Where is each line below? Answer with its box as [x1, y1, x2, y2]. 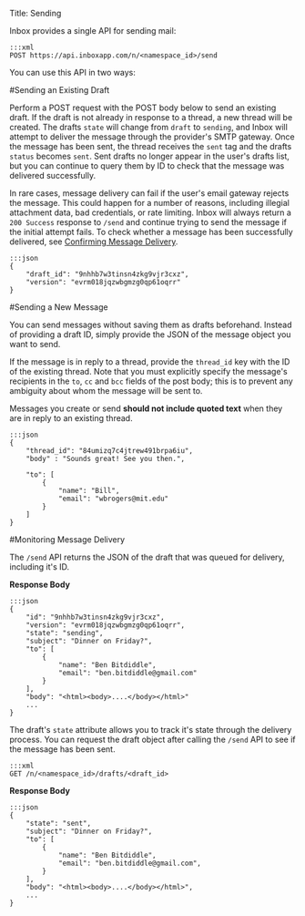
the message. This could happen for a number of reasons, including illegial [9, 198, 290, 208]
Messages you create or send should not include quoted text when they [9, 403, 283, 414]
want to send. [9, 339, 61, 349]
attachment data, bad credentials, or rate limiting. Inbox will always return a [9, 207, 291, 218]
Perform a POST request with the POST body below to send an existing [9, 102, 277, 113]
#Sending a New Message [9, 302, 108, 313]
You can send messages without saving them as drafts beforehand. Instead [9, 319, 292, 330]
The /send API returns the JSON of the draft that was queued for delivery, [9, 551, 285, 562]
